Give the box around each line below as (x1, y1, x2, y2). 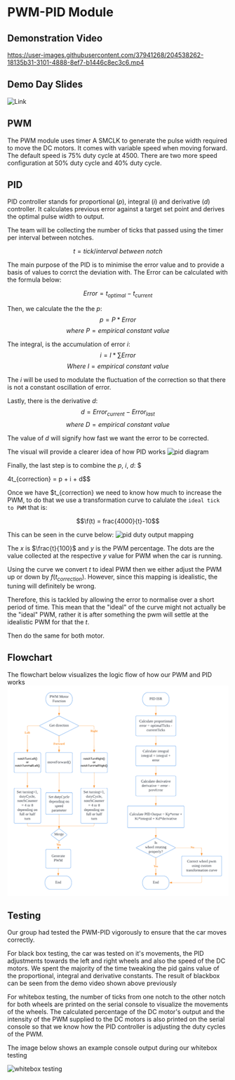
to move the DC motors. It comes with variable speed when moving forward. (7, 143, 228, 152)
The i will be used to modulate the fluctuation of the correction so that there (7, 376, 226, 384)
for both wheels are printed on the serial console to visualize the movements (7, 1000, 229, 1008)
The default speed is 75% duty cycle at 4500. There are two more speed (7, 151, 217, 159)
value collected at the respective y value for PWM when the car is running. (7, 552, 223, 560)
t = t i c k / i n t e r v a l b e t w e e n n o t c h (73, 247, 163, 256)
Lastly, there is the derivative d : (7, 397, 98, 405)
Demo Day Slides (7, 79, 83, 91)
